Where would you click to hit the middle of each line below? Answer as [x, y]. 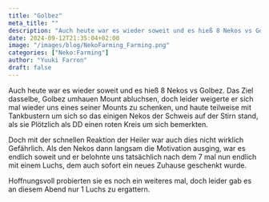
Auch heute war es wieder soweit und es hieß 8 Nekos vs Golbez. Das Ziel [131, 90]
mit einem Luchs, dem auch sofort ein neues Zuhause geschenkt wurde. [127, 165]
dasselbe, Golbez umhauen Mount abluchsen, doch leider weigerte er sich [131, 99]
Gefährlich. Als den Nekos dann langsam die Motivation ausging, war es [127, 148]
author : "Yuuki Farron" [48, 61]
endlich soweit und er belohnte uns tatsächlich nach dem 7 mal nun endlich [132, 156]
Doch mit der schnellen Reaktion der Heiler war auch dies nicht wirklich [126, 140]
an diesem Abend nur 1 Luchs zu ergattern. [79, 189]
